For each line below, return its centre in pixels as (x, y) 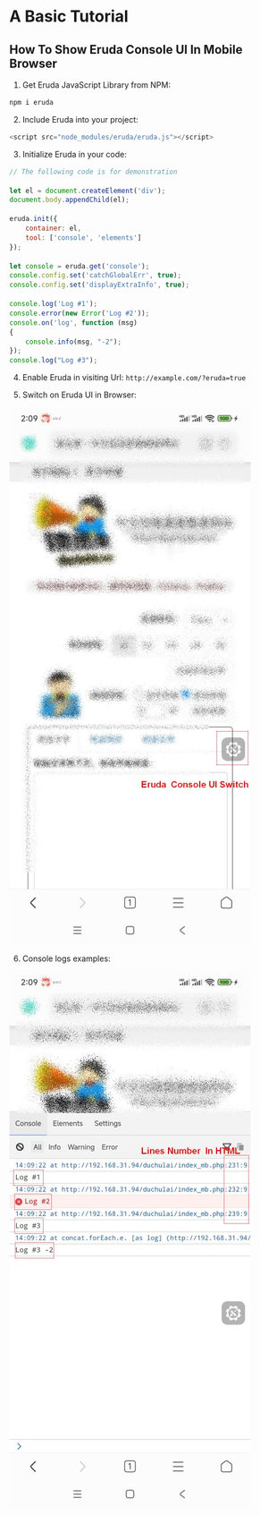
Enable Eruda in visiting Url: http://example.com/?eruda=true (134, 378)
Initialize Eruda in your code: (75, 154)
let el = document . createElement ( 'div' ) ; (88, 191)
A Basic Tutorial (69, 17)
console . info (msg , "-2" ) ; (74, 342)
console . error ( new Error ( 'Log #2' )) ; (80, 313)
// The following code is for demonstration (93, 172)
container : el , (54, 228)
